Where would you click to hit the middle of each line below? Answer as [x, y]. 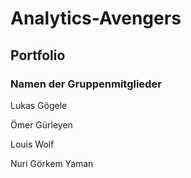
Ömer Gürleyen [41, 124]
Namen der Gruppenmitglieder [86, 84]
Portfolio [38, 55]
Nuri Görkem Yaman [52, 163]
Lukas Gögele [39, 105]
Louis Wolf [32, 144]
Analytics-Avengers [96, 18]
